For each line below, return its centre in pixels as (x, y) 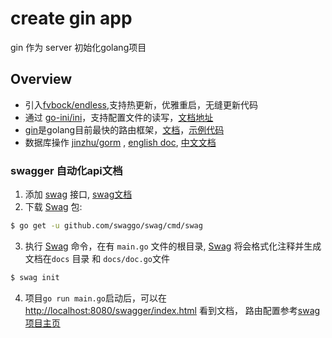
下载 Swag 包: (53, 207)
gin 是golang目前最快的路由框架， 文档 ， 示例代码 (124, 129)
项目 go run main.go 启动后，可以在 (96, 298)
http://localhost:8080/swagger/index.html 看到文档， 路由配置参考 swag (172, 310)
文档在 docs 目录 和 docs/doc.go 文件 (97, 258)
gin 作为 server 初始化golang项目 (78, 47)
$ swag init (35, 277)
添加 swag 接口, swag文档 (78, 194)
